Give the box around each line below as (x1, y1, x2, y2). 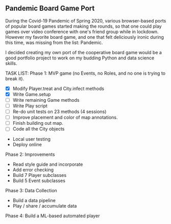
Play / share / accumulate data (12, 203, 77, 209)
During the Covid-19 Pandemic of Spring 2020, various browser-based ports (5, 17, 166, 24)
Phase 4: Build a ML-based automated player (5, 213, 100, 219)
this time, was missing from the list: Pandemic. (5, 39, 103, 46)
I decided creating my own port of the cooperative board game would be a (5, 49, 162, 55)
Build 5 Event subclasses (12, 177, 65, 184)
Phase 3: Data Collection (5, 188, 57, 194)
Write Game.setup (12, 91, 51, 97)
